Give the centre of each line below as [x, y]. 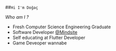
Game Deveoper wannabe [40, 43]
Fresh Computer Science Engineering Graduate [62, 27]
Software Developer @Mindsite [45, 32]
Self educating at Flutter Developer [49, 38]
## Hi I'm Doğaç [22, 7]
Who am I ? [17, 17]
